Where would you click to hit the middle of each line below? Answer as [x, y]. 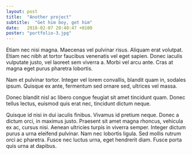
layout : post [22, 11]
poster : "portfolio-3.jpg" [39, 33]
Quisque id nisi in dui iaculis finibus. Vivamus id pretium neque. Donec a [92, 115]
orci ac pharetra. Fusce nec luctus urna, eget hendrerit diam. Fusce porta [94, 140]
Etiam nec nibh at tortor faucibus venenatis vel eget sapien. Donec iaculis [94, 56]
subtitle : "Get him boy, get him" [49, 22]
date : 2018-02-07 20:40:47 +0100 [49, 28]
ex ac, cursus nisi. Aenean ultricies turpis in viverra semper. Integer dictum [96, 128]
